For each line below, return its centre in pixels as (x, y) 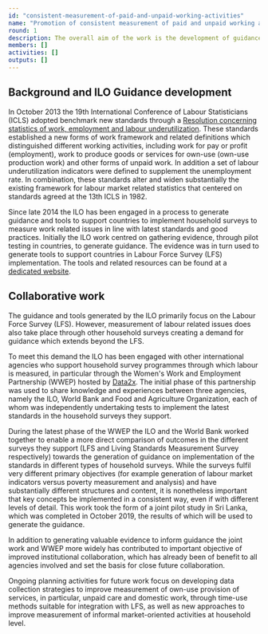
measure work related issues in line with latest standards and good (118, 229)
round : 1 (23, 30)
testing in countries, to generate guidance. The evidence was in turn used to (134, 246)
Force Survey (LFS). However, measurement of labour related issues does (130, 324)
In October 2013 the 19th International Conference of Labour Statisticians (128, 112)
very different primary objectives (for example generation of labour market (130, 473)
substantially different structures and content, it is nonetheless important (128, 490)
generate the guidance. (47, 524)
